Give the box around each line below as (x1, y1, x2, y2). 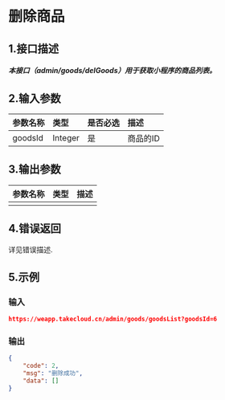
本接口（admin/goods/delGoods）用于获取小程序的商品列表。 (8, 66, 217, 76)
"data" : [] (22, 377, 59, 386)
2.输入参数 (8, 92, 62, 105)
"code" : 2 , (22, 362, 59, 370)
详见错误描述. (8, 244, 54, 254)
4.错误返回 (8, 222, 62, 235)
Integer (52, 132, 80, 143)
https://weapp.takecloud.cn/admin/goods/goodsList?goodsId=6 (8, 315, 218, 324)
